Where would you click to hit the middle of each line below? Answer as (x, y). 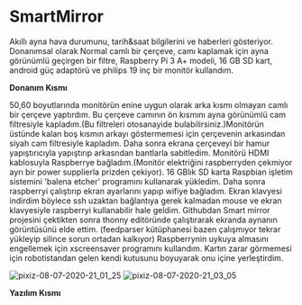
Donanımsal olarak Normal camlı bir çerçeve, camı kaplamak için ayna (139, 50)
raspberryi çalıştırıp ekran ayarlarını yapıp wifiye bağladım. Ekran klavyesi (146, 191)
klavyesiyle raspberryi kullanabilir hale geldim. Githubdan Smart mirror (140, 210)
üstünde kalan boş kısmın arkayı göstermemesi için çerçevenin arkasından (147, 133)
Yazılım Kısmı (35, 292)
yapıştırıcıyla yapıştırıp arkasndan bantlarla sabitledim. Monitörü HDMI (139, 152)
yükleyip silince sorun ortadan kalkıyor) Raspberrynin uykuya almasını (139, 238)
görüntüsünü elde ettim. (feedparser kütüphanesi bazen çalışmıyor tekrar (145, 229)
